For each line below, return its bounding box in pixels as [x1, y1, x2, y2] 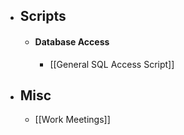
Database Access [34, 35, 110, 48]
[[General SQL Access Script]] [49, 58, 175, 70]
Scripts [19, 8, 67, 25]
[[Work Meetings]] [34, 114, 111, 126]
